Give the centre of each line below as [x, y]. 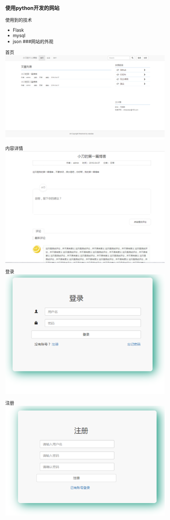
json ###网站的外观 [33, 42]
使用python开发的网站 [32, 8]
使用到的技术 [18, 20]
